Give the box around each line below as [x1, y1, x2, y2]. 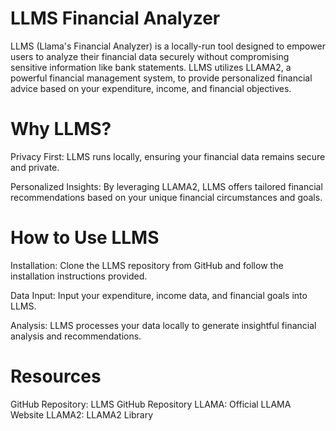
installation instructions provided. [10, 270, 148, 282]
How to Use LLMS [10, 227, 160, 249]
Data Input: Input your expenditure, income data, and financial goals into [10, 289, 308, 301]
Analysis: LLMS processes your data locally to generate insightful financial [10, 319, 317, 331]
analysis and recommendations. [10, 330, 142, 342]
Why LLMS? [10, 118, 112, 141]
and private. [10, 161, 60, 173]
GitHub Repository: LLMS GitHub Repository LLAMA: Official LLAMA [10, 398, 292, 410]
